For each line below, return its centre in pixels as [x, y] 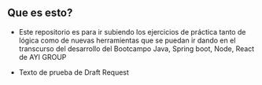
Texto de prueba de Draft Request [74, 72]
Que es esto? [40, 13]
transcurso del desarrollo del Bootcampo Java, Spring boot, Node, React [137, 48]
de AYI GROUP [42, 57]
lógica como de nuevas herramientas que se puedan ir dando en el [127, 40]
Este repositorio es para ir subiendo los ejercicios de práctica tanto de [132, 31]
